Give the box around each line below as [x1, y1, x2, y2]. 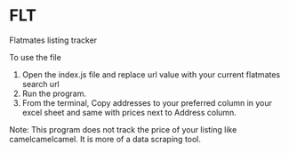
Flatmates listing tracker [9, 35, 98, 45]
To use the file [9, 52, 62, 62]
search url [21, 78, 60, 89]
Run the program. [21, 88, 87, 99]
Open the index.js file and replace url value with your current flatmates [21, 68, 281, 80]
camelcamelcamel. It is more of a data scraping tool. [9, 133, 202, 144]
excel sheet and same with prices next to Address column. [21, 107, 237, 117]
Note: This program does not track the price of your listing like [9, 124, 237, 134]
